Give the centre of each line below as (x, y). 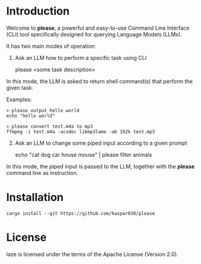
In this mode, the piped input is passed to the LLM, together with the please (101, 166)
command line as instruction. (42, 173)
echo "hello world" (31, 116)
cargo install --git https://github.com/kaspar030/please (81, 213)
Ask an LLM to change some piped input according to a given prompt (101, 143)
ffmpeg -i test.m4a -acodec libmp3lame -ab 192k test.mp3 (81, 131)
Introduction (38, 11)
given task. (20, 87)
